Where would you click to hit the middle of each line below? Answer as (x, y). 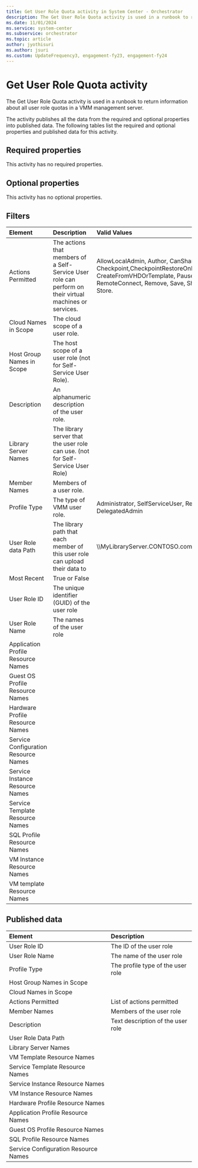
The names (68, 620)
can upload (68, 561)
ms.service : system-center (39, 28)
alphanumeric (72, 397)
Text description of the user (149, 1021)
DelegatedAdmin (120, 511)
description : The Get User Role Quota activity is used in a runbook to (97, 17)
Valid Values (114, 233)
